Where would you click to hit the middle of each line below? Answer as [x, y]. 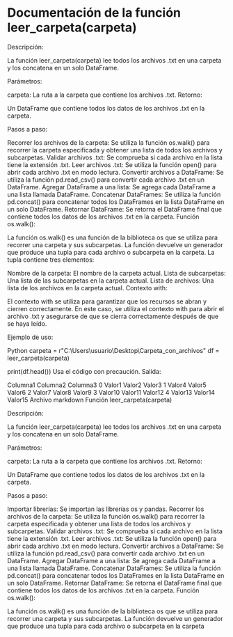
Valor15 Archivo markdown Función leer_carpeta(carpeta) [90, 400]
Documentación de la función [94, 13]
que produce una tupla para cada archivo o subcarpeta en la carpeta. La [111, 252]
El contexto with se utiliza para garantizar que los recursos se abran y [107, 301]
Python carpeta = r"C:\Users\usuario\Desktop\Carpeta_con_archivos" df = [113, 350]
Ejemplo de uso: [30, 337]
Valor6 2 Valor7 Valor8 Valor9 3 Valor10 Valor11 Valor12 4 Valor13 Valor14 [111, 392]
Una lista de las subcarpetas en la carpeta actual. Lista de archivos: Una [111, 281]
